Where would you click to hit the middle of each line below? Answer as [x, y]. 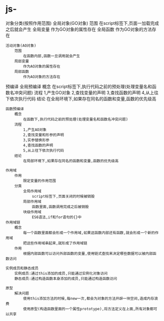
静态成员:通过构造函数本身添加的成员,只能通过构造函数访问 [66, 278]
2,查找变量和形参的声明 [44, 135]
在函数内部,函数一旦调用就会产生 [52, 56]
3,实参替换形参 [36, 140]
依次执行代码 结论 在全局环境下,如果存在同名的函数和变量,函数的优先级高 [83, 98]
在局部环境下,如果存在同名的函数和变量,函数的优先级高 [71, 161]
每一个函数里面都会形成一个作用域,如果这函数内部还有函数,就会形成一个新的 [89, 233]
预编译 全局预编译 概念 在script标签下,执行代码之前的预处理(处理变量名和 [79, 86]
